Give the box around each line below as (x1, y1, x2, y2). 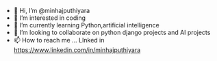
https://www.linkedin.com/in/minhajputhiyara (13, 46, 141, 54)
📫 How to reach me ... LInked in (13, 36, 105, 44)
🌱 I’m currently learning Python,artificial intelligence (13, 21, 159, 29)
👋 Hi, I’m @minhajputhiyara (13, 7, 90, 14)
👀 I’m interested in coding (13, 14, 86, 22)
